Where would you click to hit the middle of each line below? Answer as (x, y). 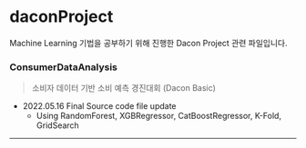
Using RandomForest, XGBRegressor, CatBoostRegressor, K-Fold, (159, 116)
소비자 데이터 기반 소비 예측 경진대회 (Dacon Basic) (124, 88)
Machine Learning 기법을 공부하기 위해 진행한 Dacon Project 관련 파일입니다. (149, 43)
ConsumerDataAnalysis (64, 67)
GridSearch (57, 125)
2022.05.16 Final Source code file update (99, 106)
